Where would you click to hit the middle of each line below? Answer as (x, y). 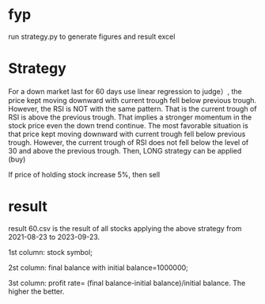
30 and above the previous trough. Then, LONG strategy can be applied (125, 150)
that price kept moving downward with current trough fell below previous (127, 134)
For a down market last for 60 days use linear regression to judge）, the (125, 91)
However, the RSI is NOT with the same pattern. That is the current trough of (132, 108)
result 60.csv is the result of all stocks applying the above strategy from (125, 228)
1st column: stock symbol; (51, 252)
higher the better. (36, 291)
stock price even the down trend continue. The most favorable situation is (129, 125)
